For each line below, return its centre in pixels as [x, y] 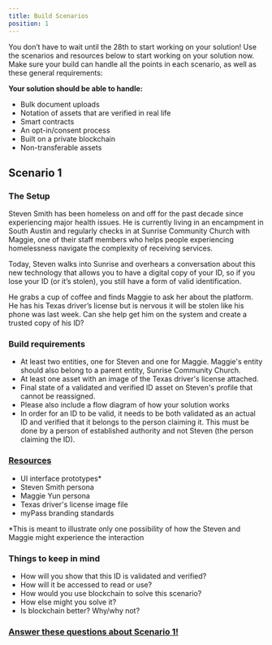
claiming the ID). [47, 439]
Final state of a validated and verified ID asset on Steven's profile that [136, 388]
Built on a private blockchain [68, 138]
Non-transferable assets [61, 147]
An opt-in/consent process [65, 130]
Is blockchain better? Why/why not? [80, 611]
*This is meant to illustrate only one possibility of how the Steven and [125, 529]
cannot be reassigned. [58, 396]
